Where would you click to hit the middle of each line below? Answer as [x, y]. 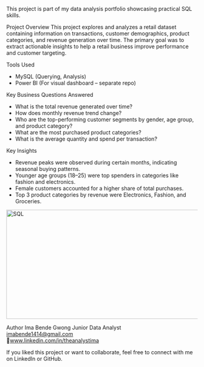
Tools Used [20, 65]
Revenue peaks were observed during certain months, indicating [96, 163]
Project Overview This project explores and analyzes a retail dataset [91, 27]
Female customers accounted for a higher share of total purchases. [99, 188]
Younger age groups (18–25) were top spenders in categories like [97, 175]
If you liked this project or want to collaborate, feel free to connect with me [100, 352]
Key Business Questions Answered [50, 95]
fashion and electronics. [45, 182]
